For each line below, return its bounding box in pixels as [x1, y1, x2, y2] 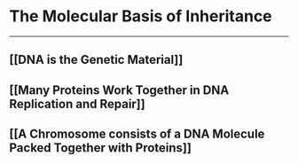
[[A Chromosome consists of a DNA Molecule [9, 127, 265, 142]
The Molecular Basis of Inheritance [9, 6, 272, 27]
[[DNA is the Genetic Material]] [9, 52, 184, 67]
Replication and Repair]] [9, 96, 145, 112]
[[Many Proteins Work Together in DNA [9, 82, 230, 98]
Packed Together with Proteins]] [9, 140, 192, 156]
